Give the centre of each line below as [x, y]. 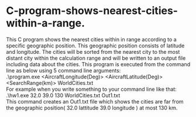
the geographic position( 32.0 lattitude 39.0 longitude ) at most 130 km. [92, 108]
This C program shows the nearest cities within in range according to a [91, 39]
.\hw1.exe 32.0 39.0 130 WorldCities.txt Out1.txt [63, 95]
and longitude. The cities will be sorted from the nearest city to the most [93, 51]
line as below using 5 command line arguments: [63, 70]
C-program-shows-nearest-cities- [92, 11]
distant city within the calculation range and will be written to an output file [96, 58]
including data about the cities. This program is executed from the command [98, 64]
